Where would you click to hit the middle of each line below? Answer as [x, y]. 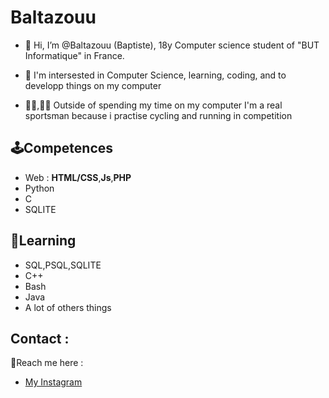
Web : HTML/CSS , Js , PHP [78, 177]
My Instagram [53, 382]
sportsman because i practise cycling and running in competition [158, 115]
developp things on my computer [93, 85]
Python [39, 188]
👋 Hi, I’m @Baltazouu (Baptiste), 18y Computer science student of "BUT [172, 45]
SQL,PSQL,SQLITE [63, 265]
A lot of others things [68, 307]
